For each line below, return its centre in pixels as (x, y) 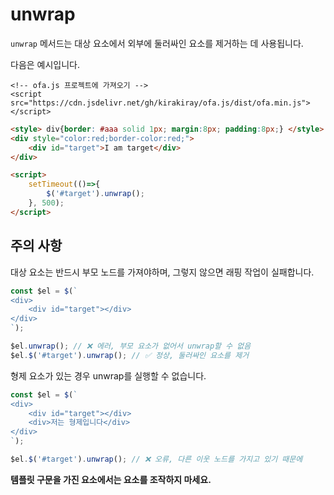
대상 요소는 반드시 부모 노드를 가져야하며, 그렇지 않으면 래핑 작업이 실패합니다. (162, 272)
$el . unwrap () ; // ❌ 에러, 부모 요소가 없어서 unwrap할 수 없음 (131, 346)
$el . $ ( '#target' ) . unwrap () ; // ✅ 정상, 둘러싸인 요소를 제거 (130, 355)
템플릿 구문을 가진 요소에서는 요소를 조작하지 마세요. (111, 479)
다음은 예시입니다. (45, 64)
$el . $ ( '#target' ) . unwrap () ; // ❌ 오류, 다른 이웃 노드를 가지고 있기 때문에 (156, 459)
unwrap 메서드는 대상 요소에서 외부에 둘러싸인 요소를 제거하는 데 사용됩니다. (157, 43)
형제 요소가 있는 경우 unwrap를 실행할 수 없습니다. (108, 375)
